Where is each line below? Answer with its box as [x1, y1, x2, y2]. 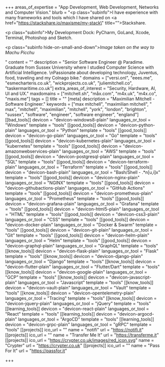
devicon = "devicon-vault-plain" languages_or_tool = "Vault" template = [5, 285, 152, 290]
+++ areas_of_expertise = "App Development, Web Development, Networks [5, 4, 159, 10]
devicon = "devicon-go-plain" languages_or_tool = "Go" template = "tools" [5, 133, 157, 138]
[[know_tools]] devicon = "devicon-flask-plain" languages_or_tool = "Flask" [5, 248, 159, 254]
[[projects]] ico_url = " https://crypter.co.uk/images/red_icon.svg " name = [5, 337, 154, 343]
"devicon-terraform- [108, 159, 150, 164]
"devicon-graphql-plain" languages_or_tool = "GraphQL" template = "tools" [5, 243, 158, 248]
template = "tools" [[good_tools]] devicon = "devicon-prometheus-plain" [5, 190, 153, 196]
